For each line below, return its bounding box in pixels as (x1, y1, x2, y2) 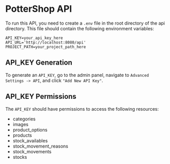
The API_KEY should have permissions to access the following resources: (5, 106, 159, 112)
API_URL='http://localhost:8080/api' (5, 39, 86, 45)
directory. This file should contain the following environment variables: (5, 25, 154, 31)
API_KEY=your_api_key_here (5, 35, 63, 40)
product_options (12, 127, 48, 133)
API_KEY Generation (5, 58, 73, 67)
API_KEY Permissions (5, 92, 77, 101)
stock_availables (12, 137, 48, 143)
